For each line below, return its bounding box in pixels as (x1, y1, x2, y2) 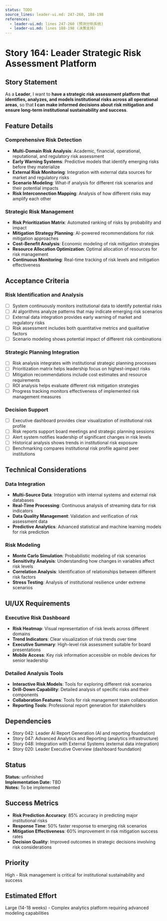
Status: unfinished (5, 774, 43, 780)
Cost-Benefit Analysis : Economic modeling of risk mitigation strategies (12, 241, 160, 247)
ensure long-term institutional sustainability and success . (5, 107, 128, 113)
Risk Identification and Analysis (5, 291, 84, 298)
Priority (5, 859, 29, 867)
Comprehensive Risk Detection (5, 136, 82, 143)
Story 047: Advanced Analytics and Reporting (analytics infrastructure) (12, 736, 159, 742)
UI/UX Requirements (5, 599, 70, 608)
